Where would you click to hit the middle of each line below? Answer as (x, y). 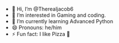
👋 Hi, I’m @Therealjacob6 (42, 9)
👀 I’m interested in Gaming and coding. (59, 15)
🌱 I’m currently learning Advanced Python (62, 21)
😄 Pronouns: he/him (37, 27)
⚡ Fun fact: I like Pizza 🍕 (41, 34)
